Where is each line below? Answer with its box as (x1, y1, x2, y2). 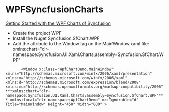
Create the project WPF (12, 30, 62, 36)
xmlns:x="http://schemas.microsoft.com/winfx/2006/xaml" (5, 75, 128, 80)
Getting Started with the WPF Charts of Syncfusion (5, 20, 111, 26)
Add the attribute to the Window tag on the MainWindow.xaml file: (12, 40, 149, 46)
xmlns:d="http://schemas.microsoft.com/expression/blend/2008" (5, 80, 141, 85)
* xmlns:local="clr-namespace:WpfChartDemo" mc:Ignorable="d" (5, 97, 139, 102)
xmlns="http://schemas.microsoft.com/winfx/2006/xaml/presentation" (5, 71, 152, 76)
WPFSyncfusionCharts (5, 4, 104, 15)
